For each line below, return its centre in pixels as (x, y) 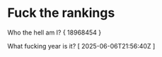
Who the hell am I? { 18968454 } (54, 32)
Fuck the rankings (61, 13)
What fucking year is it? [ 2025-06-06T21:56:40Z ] (81, 46)
